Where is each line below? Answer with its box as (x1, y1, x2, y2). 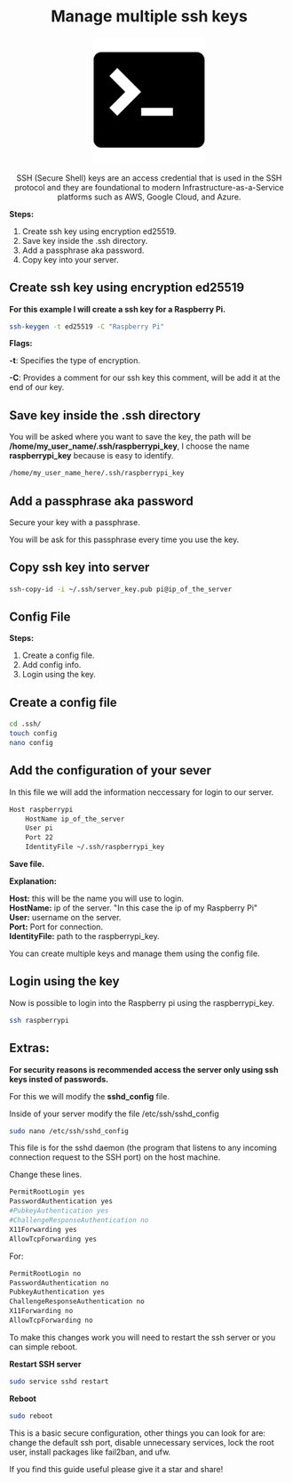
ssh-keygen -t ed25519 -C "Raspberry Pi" (9, 322, 165, 331)
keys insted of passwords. (9, 1074, 109, 1084)
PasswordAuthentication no (9, 1278, 109, 1287)
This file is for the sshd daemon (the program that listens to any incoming (9, 1142, 277, 1154)
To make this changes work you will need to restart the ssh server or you (9, 1332, 276, 1342)
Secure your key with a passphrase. (9, 516, 140, 527)
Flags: (9, 338, 33, 349)
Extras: (9, 1041, 51, 1056)
